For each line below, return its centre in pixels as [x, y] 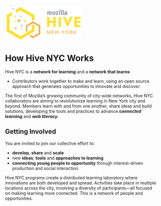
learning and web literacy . [32, 116]
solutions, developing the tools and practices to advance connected [73, 111]
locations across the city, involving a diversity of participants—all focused [79, 188]
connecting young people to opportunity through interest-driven [78, 163]
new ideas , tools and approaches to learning [58, 158]
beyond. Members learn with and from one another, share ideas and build [78, 106]
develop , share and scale [38, 153]
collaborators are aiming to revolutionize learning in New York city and [75, 101]
